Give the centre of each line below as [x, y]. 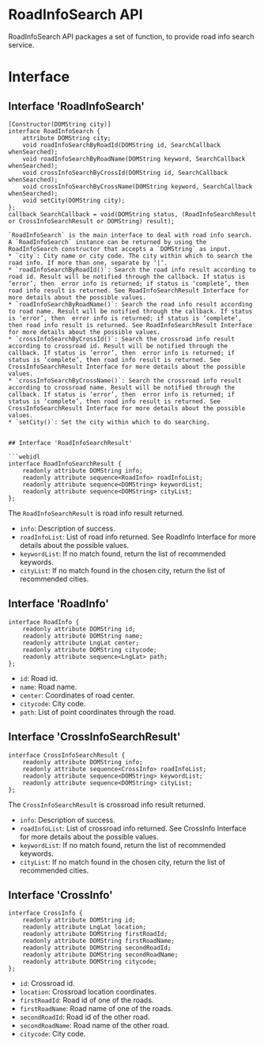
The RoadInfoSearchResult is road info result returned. [96, 513]
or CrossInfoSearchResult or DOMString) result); [92, 221]
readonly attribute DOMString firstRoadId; [95, 934]
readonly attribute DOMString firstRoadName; [99, 941]
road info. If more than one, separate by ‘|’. [88, 263]
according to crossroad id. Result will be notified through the [118, 346]
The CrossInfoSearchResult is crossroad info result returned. [107, 804]
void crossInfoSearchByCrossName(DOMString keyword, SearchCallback [138, 186]
